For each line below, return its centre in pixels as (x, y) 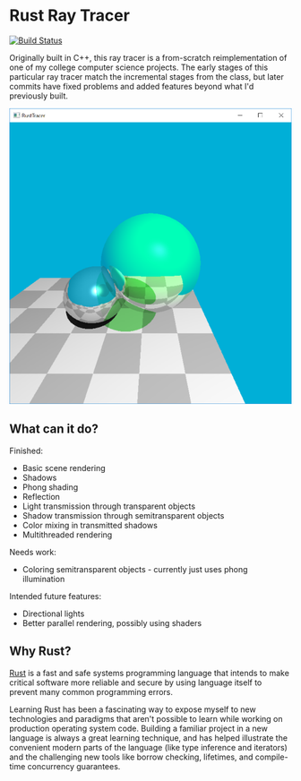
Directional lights (53, 614)
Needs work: (33, 552)
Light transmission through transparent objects (108, 506)
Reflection (41, 496)
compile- (271, 757)
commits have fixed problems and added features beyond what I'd (132, 86)
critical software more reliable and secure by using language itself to (136, 682)
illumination (43, 579)
